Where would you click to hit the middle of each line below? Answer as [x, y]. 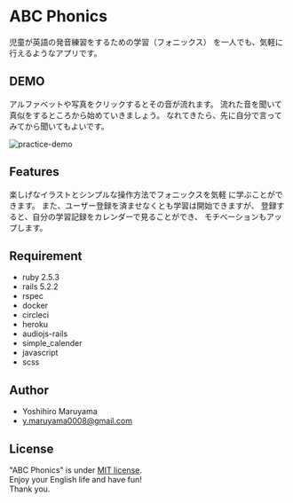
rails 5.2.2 [40, 287]
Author [29, 390]
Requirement [46, 256]
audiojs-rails [45, 334]
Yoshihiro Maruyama [59, 412]
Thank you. [30, 489]
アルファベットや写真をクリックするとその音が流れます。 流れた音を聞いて [146, 104]
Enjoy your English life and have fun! [75, 479]
